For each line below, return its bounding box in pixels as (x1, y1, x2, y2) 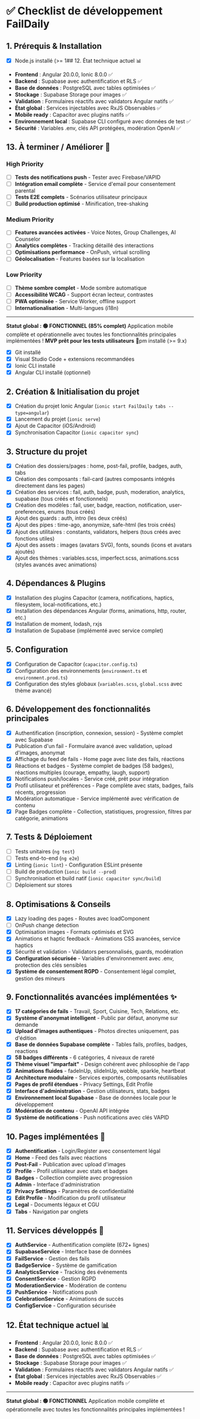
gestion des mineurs (14, 974, 65, 982)
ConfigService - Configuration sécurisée (14, 1302, 116, 1309)
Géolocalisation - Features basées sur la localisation (14, 255, 145, 263)
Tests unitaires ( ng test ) (14, 847, 75, 855)
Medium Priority (6, 215, 54, 223)
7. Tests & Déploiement (6, 832, 93, 842)
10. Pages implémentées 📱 (6, 1131, 106, 1142)
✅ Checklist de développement (6, 4, 163, 18)
